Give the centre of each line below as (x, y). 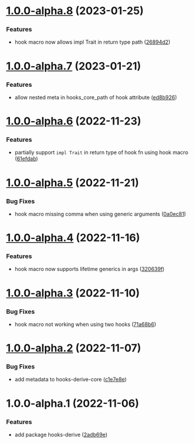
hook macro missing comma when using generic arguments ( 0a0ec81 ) (100, 214)
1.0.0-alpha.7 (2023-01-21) (74, 66)
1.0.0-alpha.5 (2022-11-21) (73, 183)
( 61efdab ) (26, 159)
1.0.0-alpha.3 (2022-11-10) (73, 293)
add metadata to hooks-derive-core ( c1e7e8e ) (70, 380)
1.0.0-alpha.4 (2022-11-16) (73, 238)
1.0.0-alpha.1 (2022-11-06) (73, 403)
